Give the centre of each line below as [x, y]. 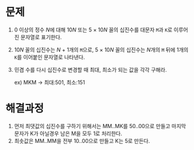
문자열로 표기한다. [41, 37]
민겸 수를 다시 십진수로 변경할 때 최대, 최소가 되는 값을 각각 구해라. [90, 69]
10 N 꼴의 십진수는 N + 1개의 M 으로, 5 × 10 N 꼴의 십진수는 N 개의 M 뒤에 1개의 [101, 50]
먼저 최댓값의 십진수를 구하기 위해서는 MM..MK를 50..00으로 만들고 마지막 [100, 126]
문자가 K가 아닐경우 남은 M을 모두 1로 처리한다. [68, 133]
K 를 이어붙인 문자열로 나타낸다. [49, 57]
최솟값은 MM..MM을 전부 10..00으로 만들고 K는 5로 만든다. [82, 141]
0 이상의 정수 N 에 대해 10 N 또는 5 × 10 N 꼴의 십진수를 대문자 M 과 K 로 [93, 30]
